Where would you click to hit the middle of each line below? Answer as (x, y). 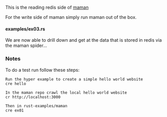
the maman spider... (26, 46)
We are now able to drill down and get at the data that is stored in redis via (84, 40)
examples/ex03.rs (25, 29)
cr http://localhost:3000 (33, 97)
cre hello (16, 83)
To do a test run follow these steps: (43, 70)
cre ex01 (15, 110)
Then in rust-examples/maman (36, 106)
